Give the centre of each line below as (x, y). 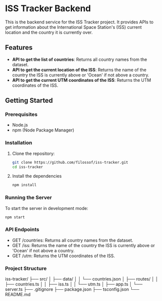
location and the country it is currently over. (49, 32)
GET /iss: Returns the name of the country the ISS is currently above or (83, 245)
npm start (15, 217)
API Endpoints (22, 229)
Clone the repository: (33, 153)
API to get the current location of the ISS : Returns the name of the (79, 70)
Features (19, 47)
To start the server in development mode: (47, 208)
